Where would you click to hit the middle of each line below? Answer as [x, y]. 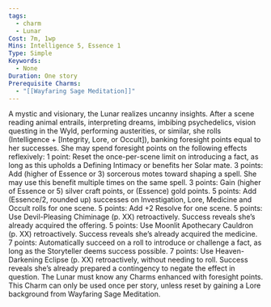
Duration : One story [43, 76]
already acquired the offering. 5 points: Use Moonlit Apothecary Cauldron [131, 225]
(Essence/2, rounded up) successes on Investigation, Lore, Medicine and [130, 200]
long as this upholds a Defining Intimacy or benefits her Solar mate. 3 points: [136, 166]
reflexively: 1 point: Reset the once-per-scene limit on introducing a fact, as [133, 157]
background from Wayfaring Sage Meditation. [85, 294]
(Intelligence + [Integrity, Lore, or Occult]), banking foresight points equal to [135, 140]
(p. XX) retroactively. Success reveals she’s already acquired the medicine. [133, 234]
